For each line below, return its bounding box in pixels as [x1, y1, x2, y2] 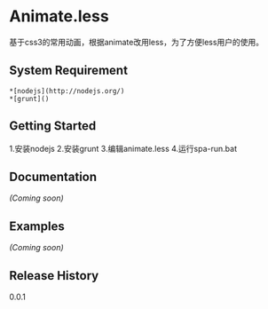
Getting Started [9, 118, 97, 134]
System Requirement [9, 63, 129, 78]
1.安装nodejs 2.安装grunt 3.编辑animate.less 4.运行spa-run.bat [9, 143, 238, 154]
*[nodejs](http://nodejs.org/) [9, 86, 125, 95]
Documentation [9, 169, 98, 184]
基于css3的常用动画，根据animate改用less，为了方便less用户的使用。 [9, 36, 264, 47]
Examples [9, 218, 65, 234]
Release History [9, 268, 99, 283]
